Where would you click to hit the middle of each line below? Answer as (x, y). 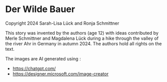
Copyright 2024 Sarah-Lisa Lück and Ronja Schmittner (62, 23)
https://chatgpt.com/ (34, 68)
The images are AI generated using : (43, 58)
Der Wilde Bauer (40, 9)
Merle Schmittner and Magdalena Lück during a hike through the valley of (82, 38)
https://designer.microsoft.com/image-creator (60, 73)
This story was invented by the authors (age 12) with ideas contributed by (82, 33)
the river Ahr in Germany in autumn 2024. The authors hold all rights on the (83, 43)
